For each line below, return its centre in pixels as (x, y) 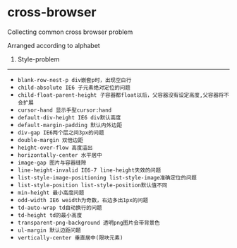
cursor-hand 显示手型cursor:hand (65, 110)
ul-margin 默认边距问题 (49, 230)
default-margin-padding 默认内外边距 (69, 125)
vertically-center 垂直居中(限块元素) (70, 237)
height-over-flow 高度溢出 (55, 148)
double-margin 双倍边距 (50, 140)
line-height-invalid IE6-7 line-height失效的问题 (89, 170)
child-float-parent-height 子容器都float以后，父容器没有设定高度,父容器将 (121, 95)
